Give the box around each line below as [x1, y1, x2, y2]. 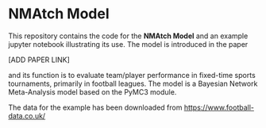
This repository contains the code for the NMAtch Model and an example [8, 31, 249, 41]
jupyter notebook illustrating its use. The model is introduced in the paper [8, 39, 249, 48]
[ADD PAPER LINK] [8, 55, 70, 64]
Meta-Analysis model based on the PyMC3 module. [8, 87, 177, 96]
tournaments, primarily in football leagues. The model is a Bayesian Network [8, 79, 258, 88]
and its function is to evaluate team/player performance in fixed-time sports [8, 70, 256, 80]
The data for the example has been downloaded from [8, 103, 183, 112]
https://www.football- [183, 103, 254, 112]
